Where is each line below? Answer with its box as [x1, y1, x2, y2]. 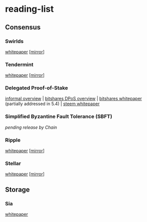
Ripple [5, 137, 21, 143]
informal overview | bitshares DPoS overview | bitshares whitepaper [5, 96, 142, 102]
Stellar [5, 160, 21, 166]
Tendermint [5, 61, 33, 68]
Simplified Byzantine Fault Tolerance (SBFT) [5, 113, 113, 120]
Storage [5, 185, 30, 194]
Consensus [5, 23, 41, 31]
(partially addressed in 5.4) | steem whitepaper [5, 101, 100, 107]
